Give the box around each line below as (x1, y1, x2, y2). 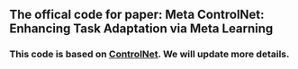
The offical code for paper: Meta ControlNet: (9, 7, 265, 22)
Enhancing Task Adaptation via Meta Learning (9, 22, 274, 37)
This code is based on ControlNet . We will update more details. (9, 48, 290, 61)
